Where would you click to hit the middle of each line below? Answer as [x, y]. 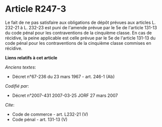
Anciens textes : [21, 67]
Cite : [10, 105]
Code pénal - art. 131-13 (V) [40, 119]
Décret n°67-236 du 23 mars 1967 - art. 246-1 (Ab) [63, 76]
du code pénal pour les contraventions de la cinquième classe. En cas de [79, 33]
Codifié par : [17, 86]
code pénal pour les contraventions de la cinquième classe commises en [78, 43]
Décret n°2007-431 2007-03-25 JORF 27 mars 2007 [65, 95]
